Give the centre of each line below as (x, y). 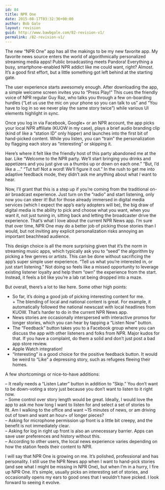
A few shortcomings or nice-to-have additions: (52, 374)
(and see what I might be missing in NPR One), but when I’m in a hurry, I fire (82, 466)
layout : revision (23, 28)
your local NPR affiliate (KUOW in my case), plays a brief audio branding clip (82, 128)
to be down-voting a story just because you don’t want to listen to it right (79, 389)
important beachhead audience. (38, 236)
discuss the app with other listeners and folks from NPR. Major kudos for (86, 333)
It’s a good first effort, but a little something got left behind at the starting (79, 72)
